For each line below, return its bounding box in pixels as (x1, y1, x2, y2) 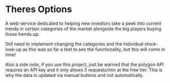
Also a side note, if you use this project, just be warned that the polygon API (5, 61, 164, 67)
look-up (5, 46, 22, 52)
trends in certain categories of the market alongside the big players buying (5, 25, 161, 31)
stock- (144, 40, 158, 47)
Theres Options (5, 4, 72, 15)
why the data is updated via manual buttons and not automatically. (5, 72, 144, 78)
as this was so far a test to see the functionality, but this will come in (22, 46, 165, 52)
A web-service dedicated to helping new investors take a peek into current (5, 20, 161, 26)
